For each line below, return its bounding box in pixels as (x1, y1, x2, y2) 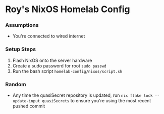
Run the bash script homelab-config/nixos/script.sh (12, 68, 123, 74)
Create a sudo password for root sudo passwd (12, 62, 107, 69)
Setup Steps (5, 46, 36, 53)
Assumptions (5, 22, 39, 29)
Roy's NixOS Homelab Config (5, 4, 130, 15)
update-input (12, 99, 40, 104)
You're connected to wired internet (12, 33, 85, 39)
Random (5, 81, 26, 88)
